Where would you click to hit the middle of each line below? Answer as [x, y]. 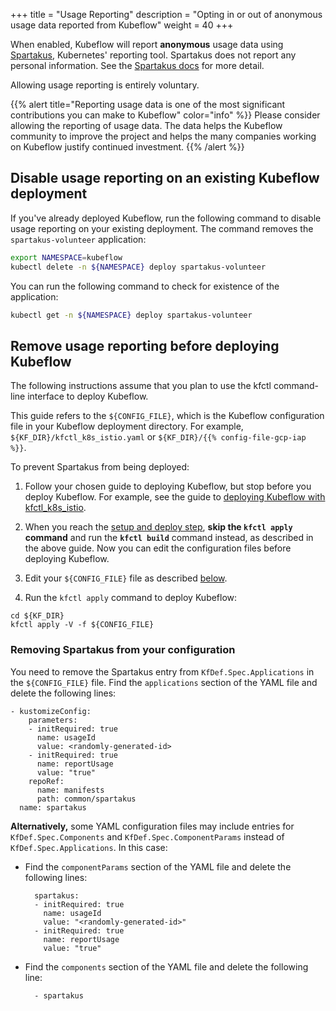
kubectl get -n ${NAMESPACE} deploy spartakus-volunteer [131, 315]
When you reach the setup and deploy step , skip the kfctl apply [158, 527]
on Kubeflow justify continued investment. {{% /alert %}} [127, 147]
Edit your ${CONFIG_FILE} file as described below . [126, 578]
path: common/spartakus [86, 799]
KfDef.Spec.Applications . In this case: [89, 847]
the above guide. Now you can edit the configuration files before [158, 548]
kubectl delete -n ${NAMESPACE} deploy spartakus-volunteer [138, 267]
